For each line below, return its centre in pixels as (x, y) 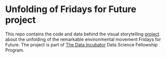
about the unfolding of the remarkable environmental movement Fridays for (83, 39)
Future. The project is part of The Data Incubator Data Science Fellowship (81, 44)
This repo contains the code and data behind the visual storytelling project (82, 34)
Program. (15, 50)
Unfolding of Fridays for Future (71, 9)
